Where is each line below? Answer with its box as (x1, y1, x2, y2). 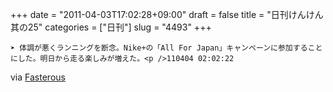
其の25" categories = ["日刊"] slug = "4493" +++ (10, 21, 212, 33)
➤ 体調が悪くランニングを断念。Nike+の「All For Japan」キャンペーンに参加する (10, 43, 308, 53)
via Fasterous (10, 71, 66, 83)
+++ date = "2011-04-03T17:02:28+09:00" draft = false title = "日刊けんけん (10, 9, 324, 20)
